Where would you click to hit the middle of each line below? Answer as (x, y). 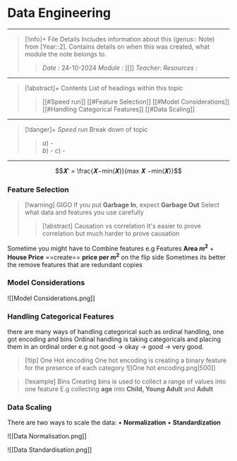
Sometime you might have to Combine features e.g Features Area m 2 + (111, 248)
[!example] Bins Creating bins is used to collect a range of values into (125, 381)
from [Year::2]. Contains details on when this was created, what (117, 47)
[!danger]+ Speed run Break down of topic (86, 129)
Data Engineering (59, 13)
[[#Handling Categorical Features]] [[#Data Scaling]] (119, 109)
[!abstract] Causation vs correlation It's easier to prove (121, 226)
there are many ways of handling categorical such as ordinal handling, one (116, 332)
